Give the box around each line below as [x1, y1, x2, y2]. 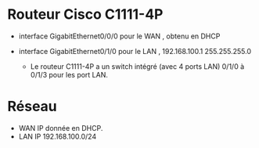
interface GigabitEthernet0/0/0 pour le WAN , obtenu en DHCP [18, 31, 221, 41]
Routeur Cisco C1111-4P [7, 5, 164, 23]
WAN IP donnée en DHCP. [18, 123, 103, 132]
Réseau [7, 98, 58, 115]
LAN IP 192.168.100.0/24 [18, 132, 97, 141]
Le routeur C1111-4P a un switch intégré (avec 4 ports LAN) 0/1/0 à [30, 61, 245, 71]
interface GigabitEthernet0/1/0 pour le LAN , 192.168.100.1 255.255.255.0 [18, 46, 252, 56]
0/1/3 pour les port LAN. [30, 70, 109, 79]
